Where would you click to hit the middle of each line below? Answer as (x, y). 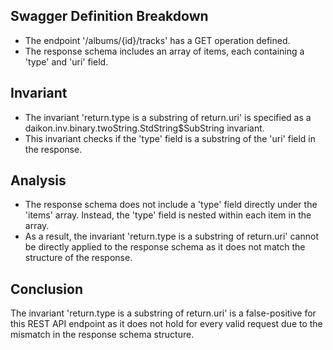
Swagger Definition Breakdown (109, 16)
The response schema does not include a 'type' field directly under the (171, 205)
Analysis (38, 180)
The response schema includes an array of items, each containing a (164, 51)
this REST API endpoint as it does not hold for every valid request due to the (166, 324)
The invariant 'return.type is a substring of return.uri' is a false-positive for (163, 313)
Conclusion (47, 289)
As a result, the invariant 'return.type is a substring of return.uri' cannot (171, 236)
